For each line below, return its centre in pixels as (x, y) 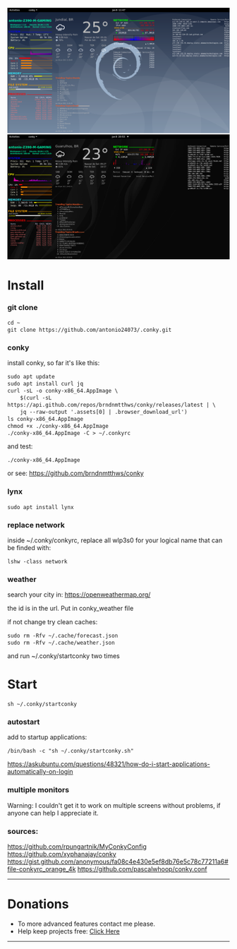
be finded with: (29, 547)
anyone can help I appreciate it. (53, 813)
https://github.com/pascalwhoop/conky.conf (142, 869)
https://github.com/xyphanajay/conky (62, 854)
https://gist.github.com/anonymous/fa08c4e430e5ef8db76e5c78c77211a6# (118, 861)
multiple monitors (38, 790)
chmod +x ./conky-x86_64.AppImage (58, 426)
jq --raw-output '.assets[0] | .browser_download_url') (104, 412)
